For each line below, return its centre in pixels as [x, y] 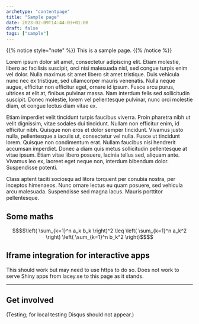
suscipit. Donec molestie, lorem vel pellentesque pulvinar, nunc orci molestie [100, 100]
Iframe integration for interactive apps [78, 256]
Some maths [30, 216]
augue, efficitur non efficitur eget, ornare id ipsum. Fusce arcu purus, [90, 87]
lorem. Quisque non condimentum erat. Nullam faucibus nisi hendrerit [91, 142]
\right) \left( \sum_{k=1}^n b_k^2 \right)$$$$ [99, 236]
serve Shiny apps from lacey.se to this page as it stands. [75, 276]
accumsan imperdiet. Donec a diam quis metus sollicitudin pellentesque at [97, 149]
